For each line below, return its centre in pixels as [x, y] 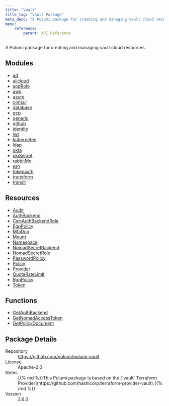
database [22, 107]
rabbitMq [22, 161]
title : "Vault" [21, 10]
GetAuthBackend [30, 313]
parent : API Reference [47, 33]
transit [19, 182]
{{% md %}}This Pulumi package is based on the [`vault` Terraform [88, 378]
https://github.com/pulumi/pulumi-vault [59, 357]
